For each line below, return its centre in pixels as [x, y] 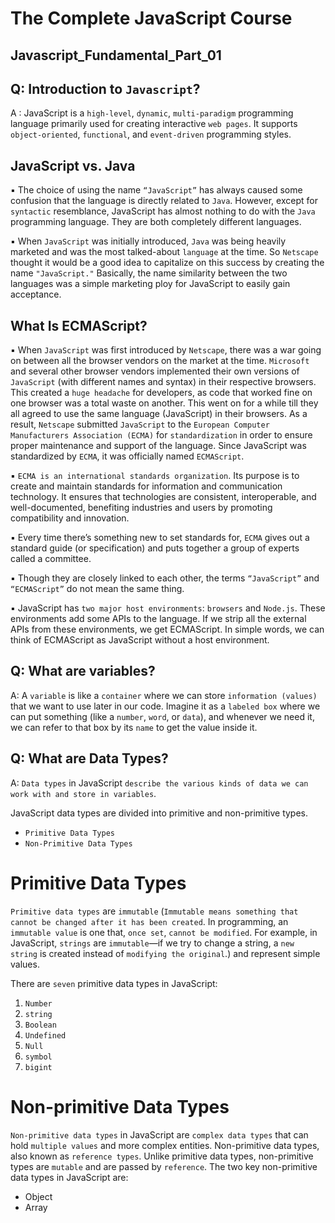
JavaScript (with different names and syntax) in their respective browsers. [163, 382]
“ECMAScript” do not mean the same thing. [97, 589]
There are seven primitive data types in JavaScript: [114, 983]
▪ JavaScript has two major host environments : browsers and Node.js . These [168, 608]
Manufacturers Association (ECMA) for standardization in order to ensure [161, 435]
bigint [38, 1067]
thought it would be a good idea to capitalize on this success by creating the [167, 263]
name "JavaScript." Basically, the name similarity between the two [149, 273]
